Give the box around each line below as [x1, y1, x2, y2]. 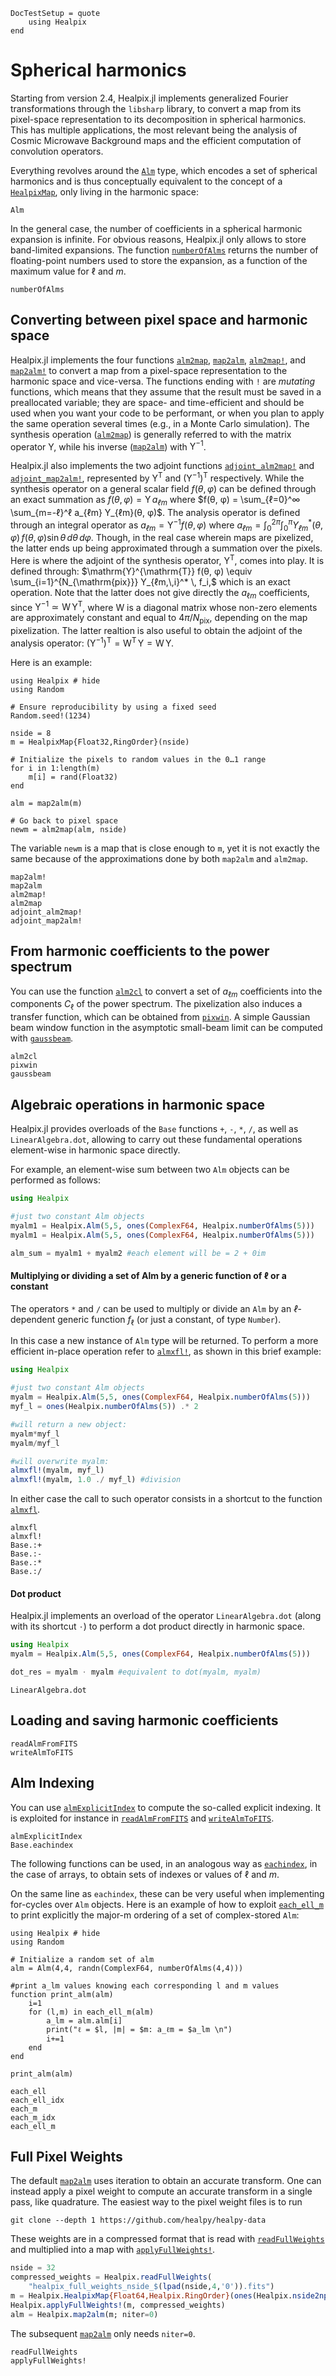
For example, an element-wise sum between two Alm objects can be [10, 1164, 290, 1176]
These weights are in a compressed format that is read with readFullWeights [10, 2233, 325, 2245]
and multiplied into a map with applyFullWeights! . [10, 2244, 216, 2256]
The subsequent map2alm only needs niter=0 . [10, 2327, 196, 2339]
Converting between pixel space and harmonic [10, 312, 308, 329]
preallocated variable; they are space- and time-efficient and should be [10, 396, 305, 408]
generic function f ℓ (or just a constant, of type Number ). [57, 1313, 282, 1328]
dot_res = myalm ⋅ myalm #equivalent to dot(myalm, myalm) [10, 1667, 262, 1678]
